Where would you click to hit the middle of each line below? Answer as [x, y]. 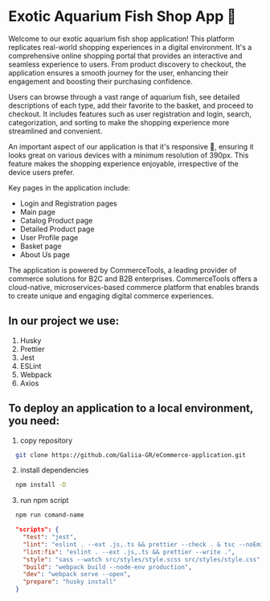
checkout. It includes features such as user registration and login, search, [130, 114]
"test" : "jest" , [50, 538]
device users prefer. [41, 172]
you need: [34, 421]
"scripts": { [37, 529]
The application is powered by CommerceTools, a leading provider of [123, 270]
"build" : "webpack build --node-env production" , [108, 567]
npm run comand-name [50, 515]
